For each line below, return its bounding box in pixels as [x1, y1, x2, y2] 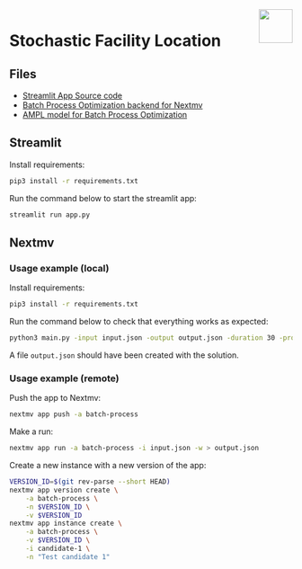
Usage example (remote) [9, 372, 120, 385]
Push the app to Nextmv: [9, 393, 102, 404]
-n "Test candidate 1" [25, 552, 111, 561]
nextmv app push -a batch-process [9, 410, 139, 419]
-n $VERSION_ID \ [25, 502, 91, 511]
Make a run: [9, 426, 54, 437]
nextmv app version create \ [9, 485, 119, 494]
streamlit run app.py [9, 210, 91, 219]
